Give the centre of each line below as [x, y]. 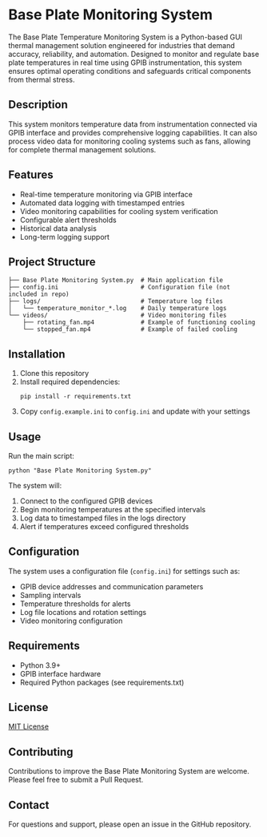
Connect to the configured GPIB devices [86, 501]
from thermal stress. [42, 79]
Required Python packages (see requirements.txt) [102, 682]
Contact [29, 805]
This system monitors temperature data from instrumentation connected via [133, 124]
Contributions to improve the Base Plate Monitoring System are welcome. [129, 771]
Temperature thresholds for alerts [75, 604]
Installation [37, 354]
